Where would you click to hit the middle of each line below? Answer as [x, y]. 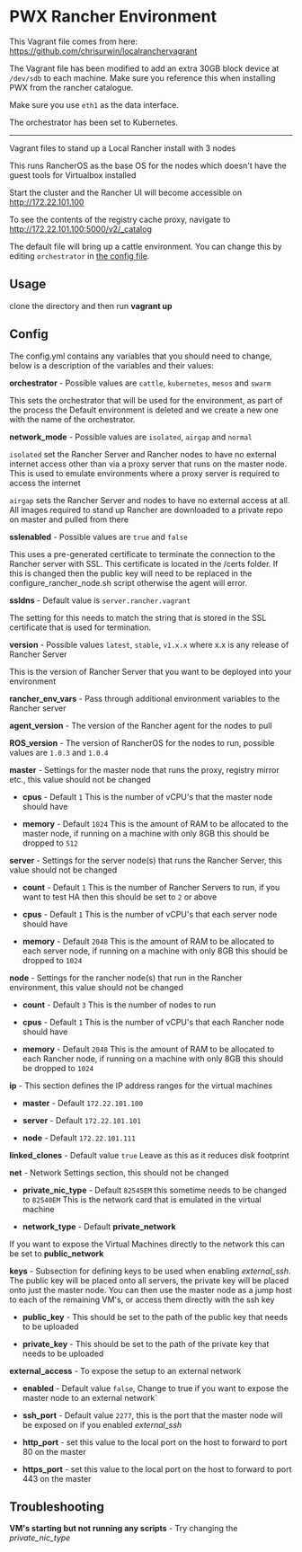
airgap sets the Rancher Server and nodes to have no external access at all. [150, 500]
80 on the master [54, 1451]
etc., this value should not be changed [80, 779]
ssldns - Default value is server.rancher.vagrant [100, 600]
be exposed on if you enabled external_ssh [102, 1424]
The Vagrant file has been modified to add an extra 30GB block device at [144, 68]
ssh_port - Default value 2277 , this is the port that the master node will [152, 1415]
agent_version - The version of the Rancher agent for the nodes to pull [141, 725]
